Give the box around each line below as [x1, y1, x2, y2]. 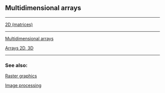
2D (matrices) [5, 22, 33, 27]
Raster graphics [5, 73, 37, 79]
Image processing [5, 83, 42, 89]
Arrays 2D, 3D [5, 45, 34, 51]
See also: [5, 62, 28, 69]
